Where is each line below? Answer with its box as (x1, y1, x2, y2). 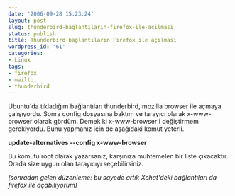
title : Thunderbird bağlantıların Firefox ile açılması (8, 37, 177, 44)
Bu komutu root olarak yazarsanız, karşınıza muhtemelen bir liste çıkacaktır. (8, 152, 229, 161)
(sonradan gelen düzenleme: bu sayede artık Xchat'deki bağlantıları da (8, 173, 217, 182)
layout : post (8, 17, 47, 24)
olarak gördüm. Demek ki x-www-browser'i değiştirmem (33, 117, 200, 126)
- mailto (8, 76, 34, 83)
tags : (8, 63, 24, 70)
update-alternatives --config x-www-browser (8, 139, 148, 147)
